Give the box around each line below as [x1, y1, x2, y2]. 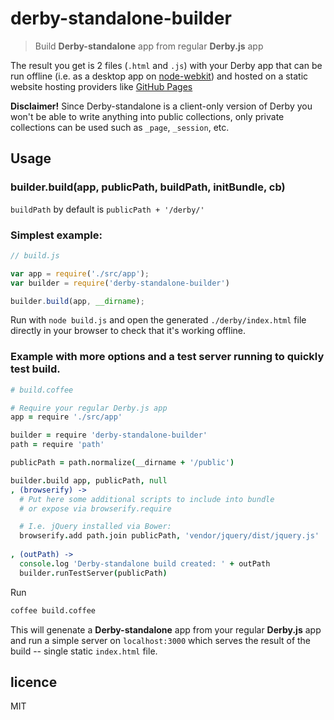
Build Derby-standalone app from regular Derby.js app [34, 40, 264, 52]
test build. [10, 362, 61, 376]
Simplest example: [10, 228, 103, 242]
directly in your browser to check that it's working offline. [10, 325, 247, 337]
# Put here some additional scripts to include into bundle [19, 494, 275, 504]
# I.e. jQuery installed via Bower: [19, 522, 172, 532]
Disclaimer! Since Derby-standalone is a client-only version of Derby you [10, 100, 313, 112]
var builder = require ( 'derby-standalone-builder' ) [10, 278, 230, 288]
